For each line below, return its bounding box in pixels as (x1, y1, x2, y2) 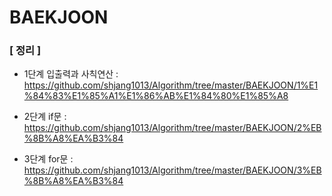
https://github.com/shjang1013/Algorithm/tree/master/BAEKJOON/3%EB (23, 164, 322, 176)
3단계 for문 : (23, 153, 74, 165)
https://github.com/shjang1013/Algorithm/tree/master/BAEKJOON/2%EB (23, 122, 322, 134)
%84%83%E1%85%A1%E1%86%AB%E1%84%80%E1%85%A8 (23, 90, 289, 102)
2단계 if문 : (23, 111, 67, 123)
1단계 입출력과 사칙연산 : (23, 68, 119, 80)
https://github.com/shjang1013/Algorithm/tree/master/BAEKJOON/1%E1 (23, 79, 319, 91)
